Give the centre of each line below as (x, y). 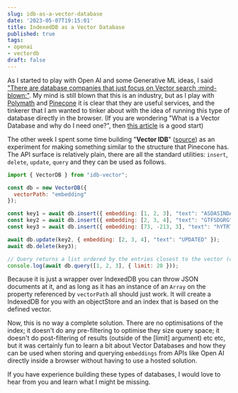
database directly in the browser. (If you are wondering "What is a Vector (114, 118)
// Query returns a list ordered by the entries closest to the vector (115, 259)
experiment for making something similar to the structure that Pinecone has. (118, 147)
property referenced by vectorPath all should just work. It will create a (109, 294)
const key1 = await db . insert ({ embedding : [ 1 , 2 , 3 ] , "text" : (103, 214)
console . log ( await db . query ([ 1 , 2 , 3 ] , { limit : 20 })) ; (93, 266)
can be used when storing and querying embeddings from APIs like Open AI (116, 353)
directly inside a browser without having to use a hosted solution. (102, 361)
